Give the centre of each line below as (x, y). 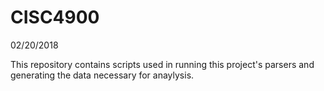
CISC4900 (55, 17)
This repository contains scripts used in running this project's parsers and (162, 64)
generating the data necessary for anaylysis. (102, 75)
